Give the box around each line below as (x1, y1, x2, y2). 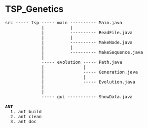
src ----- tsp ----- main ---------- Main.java (5, 20, 122, 25)
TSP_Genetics (5, 3, 64, 15)
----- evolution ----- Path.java (41, 59, 122, 65)
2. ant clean (10, 114, 42, 119)
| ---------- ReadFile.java (41, 30, 133, 35)
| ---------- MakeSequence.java (41, 49, 143, 55)
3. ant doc (10, 119, 37, 124)
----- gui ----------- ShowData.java (41, 94, 133, 99)
